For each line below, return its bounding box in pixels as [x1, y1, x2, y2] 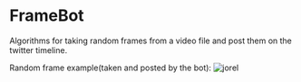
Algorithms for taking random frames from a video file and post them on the [9, 35, 293, 46]
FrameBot [9, 5, 84, 26]
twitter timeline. [9, 44, 68, 55]
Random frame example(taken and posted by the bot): [9, 62, 211, 73]
